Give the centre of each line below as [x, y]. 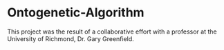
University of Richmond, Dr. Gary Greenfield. [71, 38]
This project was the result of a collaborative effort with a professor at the [112, 32]
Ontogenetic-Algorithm [76, 13]
